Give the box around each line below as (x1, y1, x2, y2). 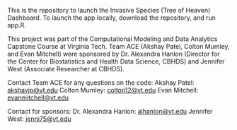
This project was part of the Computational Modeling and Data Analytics (7, 35, 218, 43)
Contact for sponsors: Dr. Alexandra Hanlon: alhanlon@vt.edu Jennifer (7, 107, 213, 115)
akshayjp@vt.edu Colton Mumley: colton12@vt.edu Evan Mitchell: (7, 86, 199, 94)
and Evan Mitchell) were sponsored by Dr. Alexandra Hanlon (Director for (7, 49, 220, 58)
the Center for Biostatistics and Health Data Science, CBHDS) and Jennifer (7, 57, 225, 66)
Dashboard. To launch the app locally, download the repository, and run (7, 13, 216, 22)
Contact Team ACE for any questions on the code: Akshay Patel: (7, 78, 195, 87)
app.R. (7, 21, 27, 29)
